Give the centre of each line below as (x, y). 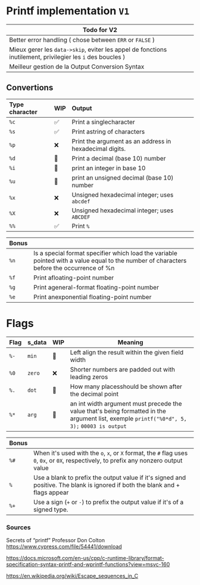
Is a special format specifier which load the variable (105, 253)
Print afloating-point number (74, 278)
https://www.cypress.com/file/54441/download (64, 546)
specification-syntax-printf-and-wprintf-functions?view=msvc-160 (88, 564)
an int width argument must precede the (126, 404)
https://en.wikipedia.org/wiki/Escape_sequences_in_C (72, 575)
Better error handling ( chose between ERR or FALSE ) (82, 40)
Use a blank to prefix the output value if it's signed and (110, 477)
